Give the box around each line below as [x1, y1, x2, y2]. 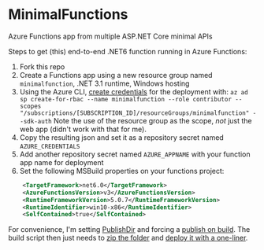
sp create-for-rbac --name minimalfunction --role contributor [19, 95, 232, 103]
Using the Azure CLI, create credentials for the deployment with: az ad [19, 86, 248, 96]
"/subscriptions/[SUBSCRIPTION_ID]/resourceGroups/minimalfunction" [19, 108, 250, 117]
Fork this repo [19, 61, 65, 72]
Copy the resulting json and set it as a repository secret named [19, 132, 225, 142]
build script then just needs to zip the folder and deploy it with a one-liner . [8, 233, 248, 243]
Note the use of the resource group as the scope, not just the [54, 116, 252, 125]
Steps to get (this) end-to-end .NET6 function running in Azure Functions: [8, 46, 247, 56]
